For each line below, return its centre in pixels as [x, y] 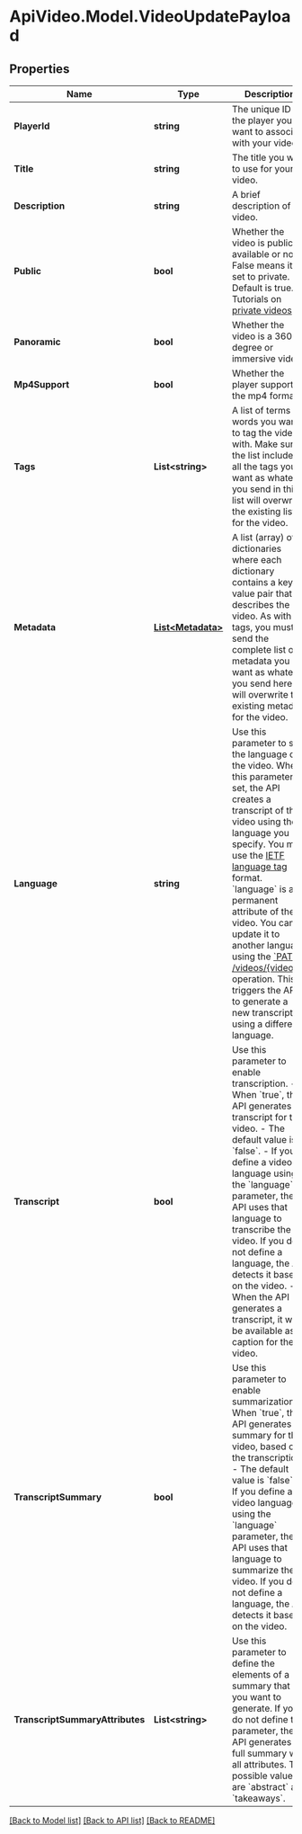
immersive [254, 359]
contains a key [263, 582]
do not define [261, 1719]
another [249, 945]
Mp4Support [42, 384]
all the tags [255, 467]
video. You [254, 923]
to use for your [263, 169]
